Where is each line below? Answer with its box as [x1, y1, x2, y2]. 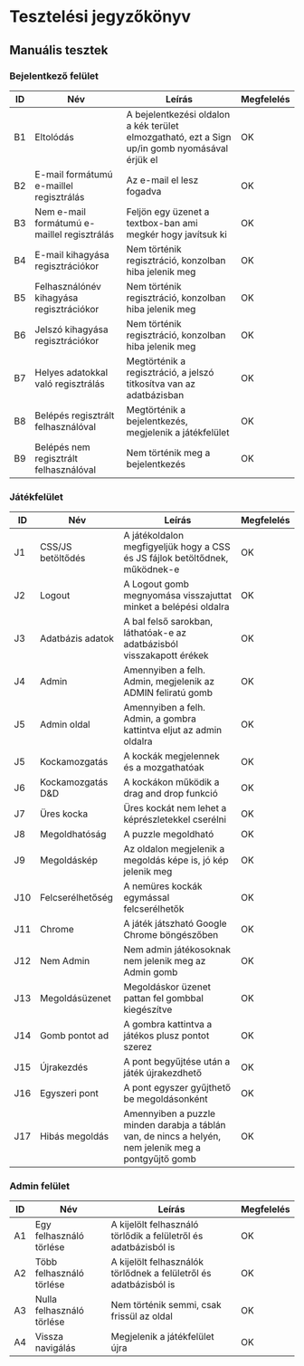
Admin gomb [123, 966, 178, 979]
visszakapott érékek [123, 649, 210, 662]
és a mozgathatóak [123, 761, 205, 774]
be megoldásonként [123, 1093, 208, 1105]
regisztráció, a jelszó [126, 366, 214, 378]
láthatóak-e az [123, 626, 187, 639]
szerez [123, 1041, 152, 1054]
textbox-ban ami [126, 216, 198, 229]
